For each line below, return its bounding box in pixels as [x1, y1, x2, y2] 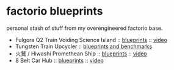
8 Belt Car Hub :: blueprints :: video [15, 57, 104, 64]
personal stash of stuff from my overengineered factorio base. [6, 24, 163, 32]
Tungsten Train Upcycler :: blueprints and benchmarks [15, 43, 153, 50]
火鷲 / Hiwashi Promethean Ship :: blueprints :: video [15, 50, 148, 57]
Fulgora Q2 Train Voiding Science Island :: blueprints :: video [15, 36, 168, 43]
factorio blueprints [6, 4, 103, 18]
